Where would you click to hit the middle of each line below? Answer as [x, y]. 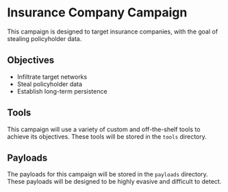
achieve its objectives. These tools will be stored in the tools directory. [107, 136]
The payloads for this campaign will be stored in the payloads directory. [108, 174]
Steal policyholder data [50, 84]
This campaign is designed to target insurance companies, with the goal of [113, 31]
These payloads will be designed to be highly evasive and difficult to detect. [114, 182]
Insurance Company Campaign [97, 13]
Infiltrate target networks [52, 77]
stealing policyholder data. [45, 38]
